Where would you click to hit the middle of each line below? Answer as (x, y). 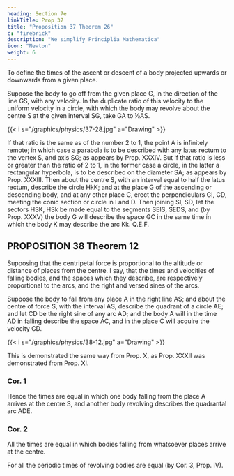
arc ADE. (20, 411)
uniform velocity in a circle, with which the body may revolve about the (109, 108)
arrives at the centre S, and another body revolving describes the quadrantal (117, 403)
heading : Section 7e (37, 14)
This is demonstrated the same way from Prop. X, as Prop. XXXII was (106, 355)
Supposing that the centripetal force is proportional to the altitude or (105, 263)
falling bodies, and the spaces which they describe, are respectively (105, 278)
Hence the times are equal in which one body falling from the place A (107, 396)
